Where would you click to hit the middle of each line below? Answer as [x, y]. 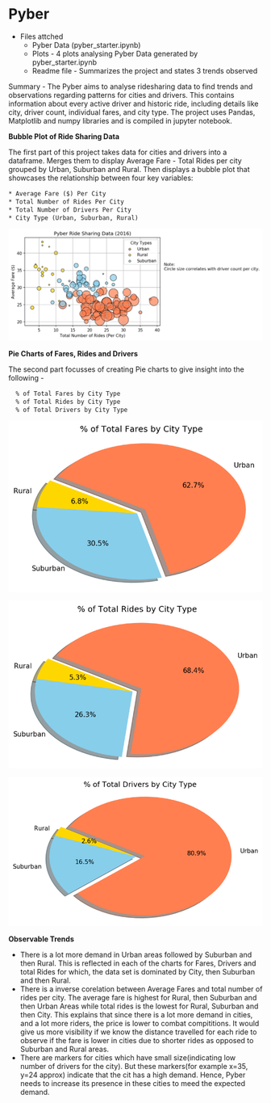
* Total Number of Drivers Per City [70, 210]
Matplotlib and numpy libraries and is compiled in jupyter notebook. [120, 120]
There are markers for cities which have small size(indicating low [128, 1058]
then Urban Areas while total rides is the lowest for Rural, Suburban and [139, 1006]
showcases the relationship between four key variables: [101, 178]
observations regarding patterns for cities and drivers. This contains [121, 95]
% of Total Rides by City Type [68, 402]
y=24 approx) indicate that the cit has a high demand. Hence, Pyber [133, 1075]
